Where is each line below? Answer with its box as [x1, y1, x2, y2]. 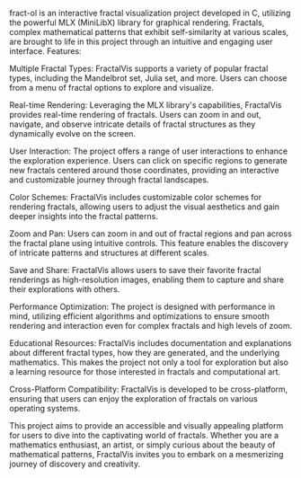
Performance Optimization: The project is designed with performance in [9, 301, 276, 312]
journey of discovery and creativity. [9, 458, 141, 469]
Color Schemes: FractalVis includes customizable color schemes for [9, 192, 262, 202]
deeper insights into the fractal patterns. [9, 211, 159, 221]
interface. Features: [9, 46, 83, 57]
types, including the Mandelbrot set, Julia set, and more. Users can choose [9, 73, 288, 84]
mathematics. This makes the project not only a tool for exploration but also [9, 357, 289, 367]
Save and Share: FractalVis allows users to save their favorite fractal [9, 265, 261, 275]
